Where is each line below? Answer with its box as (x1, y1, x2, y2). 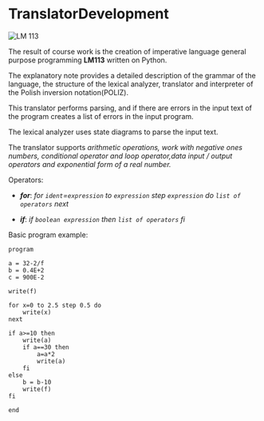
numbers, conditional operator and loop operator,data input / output (8, 151, 233, 161)
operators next (19, 199, 69, 209)
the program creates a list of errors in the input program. (8, 111, 194, 121)
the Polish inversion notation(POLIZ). (8, 87, 129, 97)
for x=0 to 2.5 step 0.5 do (8, 301, 102, 309)
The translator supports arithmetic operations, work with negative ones (8, 142, 243, 152)
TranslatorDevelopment (8, 5, 170, 23)
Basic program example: (8, 229, 89, 240)
